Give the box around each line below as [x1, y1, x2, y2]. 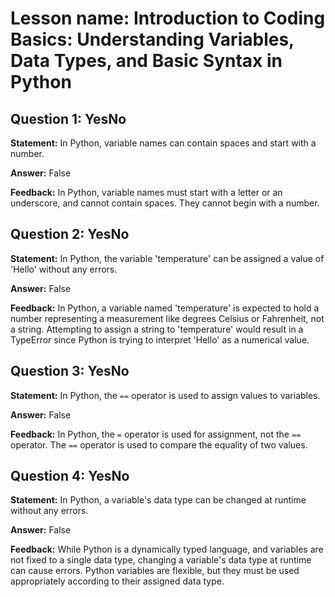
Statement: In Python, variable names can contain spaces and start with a [10, 137, 317, 149]
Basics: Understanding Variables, [10, 28, 295, 51]
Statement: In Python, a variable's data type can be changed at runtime [10, 494, 307, 506]
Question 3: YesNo [10, 363, 130, 380]
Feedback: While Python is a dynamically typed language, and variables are [10, 543, 324, 556]
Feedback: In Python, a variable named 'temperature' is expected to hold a [10, 302, 320, 314]
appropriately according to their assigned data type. [10, 575, 225, 587]
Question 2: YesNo [10, 226, 130, 243]
